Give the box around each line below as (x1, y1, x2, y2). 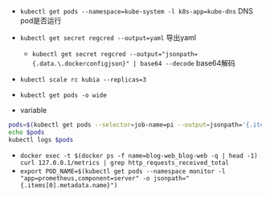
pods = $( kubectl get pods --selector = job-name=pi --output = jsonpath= (8, 121, 243, 129)
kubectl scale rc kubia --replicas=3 (19, 76, 147, 84)
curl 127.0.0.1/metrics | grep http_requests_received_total (19, 159, 230, 167)
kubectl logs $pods (8, 136, 74, 144)
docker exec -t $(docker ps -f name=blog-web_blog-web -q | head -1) (19, 152, 259, 160)
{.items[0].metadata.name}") (19, 182, 118, 190)
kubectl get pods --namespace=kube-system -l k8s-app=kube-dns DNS (19, 6, 253, 16)
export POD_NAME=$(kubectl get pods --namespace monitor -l (19, 167, 226, 175)
